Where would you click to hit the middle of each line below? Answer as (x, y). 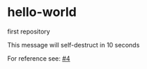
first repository (29, 31)
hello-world (42, 12)
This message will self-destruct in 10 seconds (73, 45)
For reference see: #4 (39, 58)
